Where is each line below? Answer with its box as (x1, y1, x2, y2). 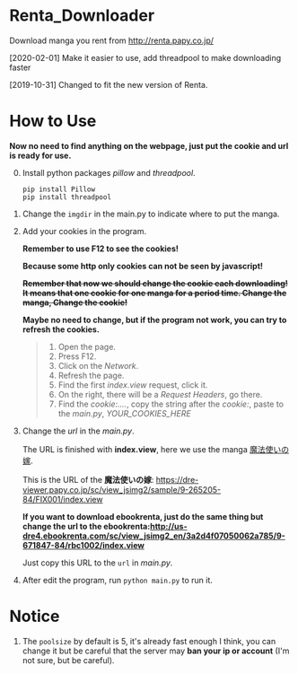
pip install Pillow (22, 185, 96, 194)
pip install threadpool (22, 192, 112, 202)
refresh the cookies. (22, 324, 101, 335)
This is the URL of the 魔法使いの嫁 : (22, 474, 154, 485)
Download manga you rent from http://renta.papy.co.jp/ (9, 35, 214, 46)
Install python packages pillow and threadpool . (22, 167, 196, 178)
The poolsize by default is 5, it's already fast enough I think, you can (22, 635, 276, 646)
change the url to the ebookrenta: (22, 521, 151, 531)
